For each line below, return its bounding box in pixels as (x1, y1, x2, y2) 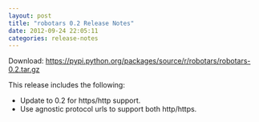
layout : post (8, 11, 52, 20)
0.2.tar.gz (8, 65, 40, 75)
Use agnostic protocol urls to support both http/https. (19, 104, 197, 114)
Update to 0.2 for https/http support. (19, 96, 141, 105)
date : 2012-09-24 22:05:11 (8, 26, 99, 35)
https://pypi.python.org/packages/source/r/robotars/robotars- (45, 56, 251, 66)
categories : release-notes (8, 34, 99, 43)
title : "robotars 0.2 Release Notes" (8, 19, 135, 27)
